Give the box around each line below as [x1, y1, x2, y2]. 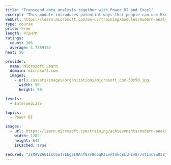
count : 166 [10, 40, 33, 46]
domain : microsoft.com [10, 68, 58, 73]
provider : [5, 59, 26, 64]
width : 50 [18, 82, 40, 88]
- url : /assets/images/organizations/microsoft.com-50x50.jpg [14, 78, 149, 83]
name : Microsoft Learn [10, 64, 58, 69]
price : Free [5, 26, 31, 31]
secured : [5, 152, 24, 157]
